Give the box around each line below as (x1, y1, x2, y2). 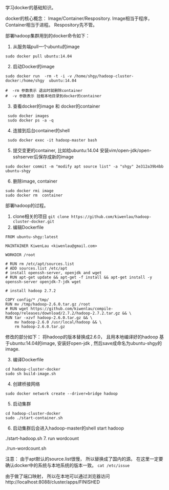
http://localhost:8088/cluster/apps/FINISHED (5, 479, 100, 485)
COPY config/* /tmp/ (5, 297, 50, 302)
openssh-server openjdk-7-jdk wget (5, 279, 81, 284)
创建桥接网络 (12, 381, 40, 387)
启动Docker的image (12, 64, 55, 69)
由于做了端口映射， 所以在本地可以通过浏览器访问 (5, 473, 110, 479)
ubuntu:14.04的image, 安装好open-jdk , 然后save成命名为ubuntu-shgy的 (9, 340, 162, 346)
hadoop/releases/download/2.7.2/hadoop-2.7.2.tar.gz (5, 311, 120, 316)
